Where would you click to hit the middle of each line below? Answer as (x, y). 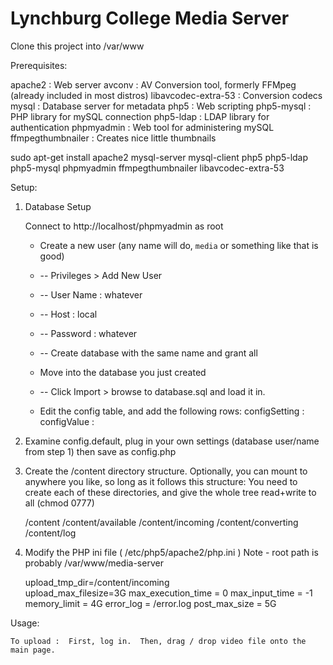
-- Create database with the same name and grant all (148, 353)
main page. (33, 650)
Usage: (25, 623)
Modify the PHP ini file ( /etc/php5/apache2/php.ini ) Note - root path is (171, 552)
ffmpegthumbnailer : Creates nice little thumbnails (113, 138)
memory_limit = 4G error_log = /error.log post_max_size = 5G (150, 603)
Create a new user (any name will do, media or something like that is (179, 245)
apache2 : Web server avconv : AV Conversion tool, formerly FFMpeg (153, 84)
